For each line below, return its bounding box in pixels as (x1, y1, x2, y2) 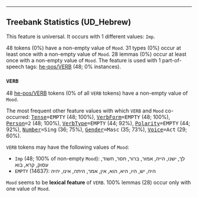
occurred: (6, 113, 30, 121)
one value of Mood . (6, 185, 50, 192)
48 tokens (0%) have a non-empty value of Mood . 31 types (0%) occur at (6, 44, 181, 51)
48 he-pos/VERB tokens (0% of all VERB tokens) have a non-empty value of (6, 89, 188, 97)
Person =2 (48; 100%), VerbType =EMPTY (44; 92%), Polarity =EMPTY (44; (6, 120, 190, 127)
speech (6, 63, 25, 70)
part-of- (161, 56, 181, 64)
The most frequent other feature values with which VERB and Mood (6, 107, 164, 115)
